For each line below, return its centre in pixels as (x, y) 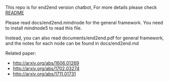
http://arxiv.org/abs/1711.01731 (44, 74)
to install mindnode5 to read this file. (44, 28)
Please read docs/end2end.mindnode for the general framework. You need (84, 23)
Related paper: (21, 53)
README (15, 13)
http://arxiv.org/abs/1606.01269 (46, 63)
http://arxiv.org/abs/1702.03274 (46, 69)
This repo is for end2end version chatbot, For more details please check (81, 7)
